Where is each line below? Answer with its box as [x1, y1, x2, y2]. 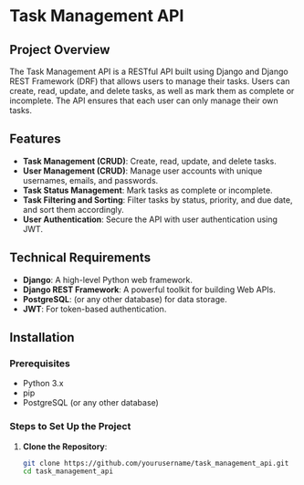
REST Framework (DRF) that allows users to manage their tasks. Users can [9, 76, 290, 87]
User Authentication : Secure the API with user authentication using [22, 214, 278, 225]
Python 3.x [22, 378, 64, 389]
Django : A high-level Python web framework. [22, 274, 194, 285]
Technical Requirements [9, 250, 152, 266]
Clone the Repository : [22, 440, 108, 452]
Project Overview [9, 42, 110, 58]
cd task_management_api [22, 467, 114, 476]
